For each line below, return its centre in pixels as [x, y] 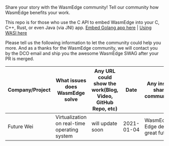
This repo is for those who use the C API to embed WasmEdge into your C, [82, 22]
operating [67, 130]
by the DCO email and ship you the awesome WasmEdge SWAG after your [82, 53]
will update [104, 123]
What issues [71, 81]
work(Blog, [105, 90]
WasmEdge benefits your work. [38, 13]
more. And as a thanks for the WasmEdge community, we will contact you [81, 48]
